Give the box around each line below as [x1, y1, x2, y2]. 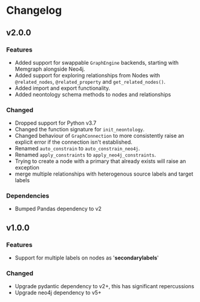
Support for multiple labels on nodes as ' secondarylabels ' [14, 254, 159, 261]
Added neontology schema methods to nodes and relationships [14, 90, 171, 98]
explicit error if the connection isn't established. [14, 138, 133, 146]
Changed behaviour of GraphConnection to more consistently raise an [14, 132, 184, 140]
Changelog [6, 4, 62, 17]
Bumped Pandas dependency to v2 [14, 205, 102, 213]
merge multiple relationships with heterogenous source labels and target [14, 170, 193, 177]
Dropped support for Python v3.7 [14, 119, 97, 126]
